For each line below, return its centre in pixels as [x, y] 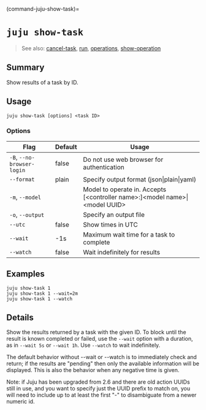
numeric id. [21, 401]
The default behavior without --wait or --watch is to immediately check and [102, 357]
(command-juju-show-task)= [43, 9]
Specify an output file [114, 214]
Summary [25, 68]
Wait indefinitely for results [122, 252]
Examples [25, 274]
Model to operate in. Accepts [125, 189]
